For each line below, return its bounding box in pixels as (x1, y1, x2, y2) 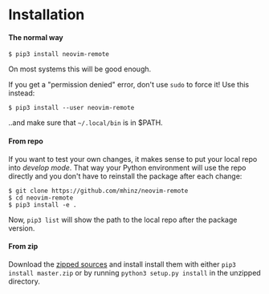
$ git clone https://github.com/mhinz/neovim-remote (8, 187, 189, 195)
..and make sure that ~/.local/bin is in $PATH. (8, 118, 163, 127)
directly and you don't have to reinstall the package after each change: (8, 171, 243, 181)
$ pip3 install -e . (8, 200, 78, 209)
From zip (8, 242, 39, 252)
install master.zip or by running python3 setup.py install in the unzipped (8, 268, 261, 277)
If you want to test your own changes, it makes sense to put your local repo (8, 154, 258, 163)
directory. (8, 276, 40, 286)
